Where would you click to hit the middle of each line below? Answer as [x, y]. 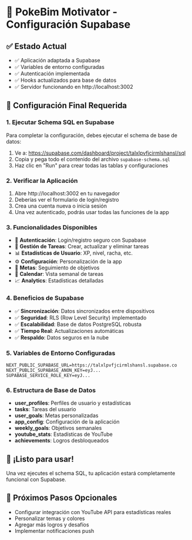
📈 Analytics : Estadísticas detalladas [59, 281]
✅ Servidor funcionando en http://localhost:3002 [74, 87]
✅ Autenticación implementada [52, 74]
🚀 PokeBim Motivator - [62, 12]
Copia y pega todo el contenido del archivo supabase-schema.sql [92, 159]
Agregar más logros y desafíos [52, 524]
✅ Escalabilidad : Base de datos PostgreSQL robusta [78, 324]
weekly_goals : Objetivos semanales [58, 428]
